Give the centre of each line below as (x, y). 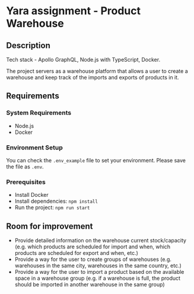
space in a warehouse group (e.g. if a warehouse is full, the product (98, 278)
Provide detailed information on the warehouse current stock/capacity (101, 241)
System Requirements (39, 113)
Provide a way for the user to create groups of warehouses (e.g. (93, 260)
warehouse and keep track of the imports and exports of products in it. (93, 77)
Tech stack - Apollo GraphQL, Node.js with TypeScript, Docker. (83, 60)
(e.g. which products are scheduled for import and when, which (93, 247)
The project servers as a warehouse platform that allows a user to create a (97, 71)
